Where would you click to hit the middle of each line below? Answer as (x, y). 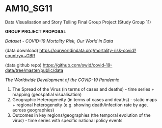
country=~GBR (20, 55)
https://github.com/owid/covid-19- (78, 65)
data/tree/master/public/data (34, 70)
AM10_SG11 (29, 9)
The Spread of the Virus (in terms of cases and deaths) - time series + (83, 89)
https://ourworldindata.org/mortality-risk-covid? (88, 50)
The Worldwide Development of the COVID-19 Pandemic (62, 80)
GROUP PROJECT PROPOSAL (36, 31)
